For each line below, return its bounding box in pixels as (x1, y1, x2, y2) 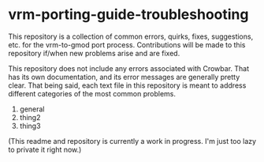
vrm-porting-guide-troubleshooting (8, 6, 249, 24)
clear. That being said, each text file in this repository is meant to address (8, 81, 247, 90)
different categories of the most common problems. (8, 89, 176, 98)
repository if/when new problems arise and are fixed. (8, 48, 180, 58)
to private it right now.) (8, 145, 82, 154)
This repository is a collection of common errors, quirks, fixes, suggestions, (8, 32, 254, 41)
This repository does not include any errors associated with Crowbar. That (8, 63, 250, 73)
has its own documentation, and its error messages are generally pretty (8, 72, 240, 81)
